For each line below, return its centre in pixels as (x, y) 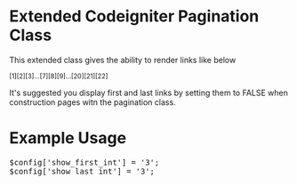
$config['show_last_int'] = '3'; (82, 171)
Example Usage (68, 138)
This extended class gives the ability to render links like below (123, 60)
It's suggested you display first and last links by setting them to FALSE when (149, 92)
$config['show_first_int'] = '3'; (84, 162)
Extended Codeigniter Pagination (134, 16)
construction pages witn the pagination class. (92, 102)
